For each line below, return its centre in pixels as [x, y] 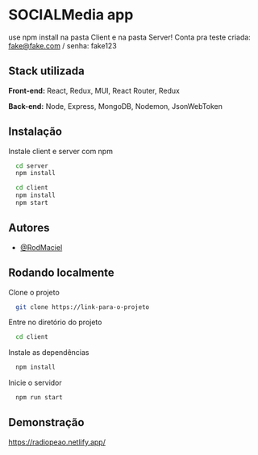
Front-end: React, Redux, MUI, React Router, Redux [94, 90]
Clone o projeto [34, 292]
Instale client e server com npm [60, 151]
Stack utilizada [46, 71]
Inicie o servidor [35, 383]
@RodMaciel [41, 247]
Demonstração [46, 422]
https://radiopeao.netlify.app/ [57, 442]
